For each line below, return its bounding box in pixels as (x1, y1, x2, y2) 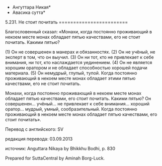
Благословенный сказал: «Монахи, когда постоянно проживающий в (5, 29, 153, 34)
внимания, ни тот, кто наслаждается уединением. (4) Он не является (5, 60, 153, 65)
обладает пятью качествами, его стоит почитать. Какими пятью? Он (5, 95, 152, 101)
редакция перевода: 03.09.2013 (5, 136, 73, 142)
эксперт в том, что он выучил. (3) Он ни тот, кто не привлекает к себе (5, 54, 154, 60)
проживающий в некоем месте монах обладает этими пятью (5, 76, 136, 81)
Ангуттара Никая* (12, 4, 51, 10)
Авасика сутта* (12, 9, 46, 15)
